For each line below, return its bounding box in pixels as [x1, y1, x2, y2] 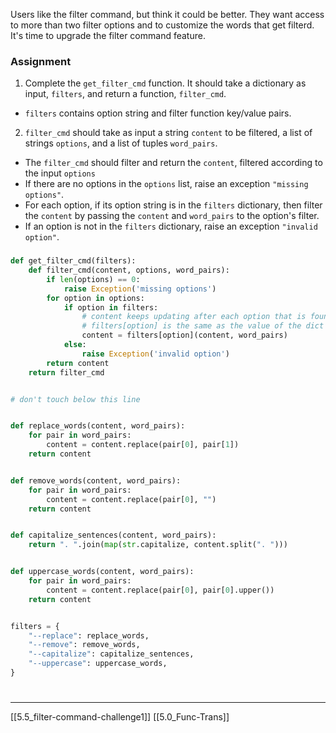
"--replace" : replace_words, [28, 630, 150, 641]
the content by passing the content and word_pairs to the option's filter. [24, 210, 320, 222]
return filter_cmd [28, 367, 105, 378]
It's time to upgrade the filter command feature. [10, 30, 206, 41]
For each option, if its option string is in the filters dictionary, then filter [24, 199, 323, 211]
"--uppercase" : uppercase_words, [28, 659, 168, 669]
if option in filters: [63, 302, 159, 313]
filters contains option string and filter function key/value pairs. [24, 107, 292, 119]
